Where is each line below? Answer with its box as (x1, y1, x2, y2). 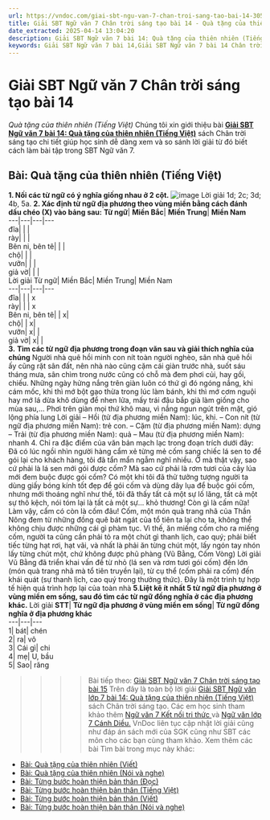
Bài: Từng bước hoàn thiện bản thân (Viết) (19, 793, 158, 803)
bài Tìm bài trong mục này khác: (88, 744, 195, 753)
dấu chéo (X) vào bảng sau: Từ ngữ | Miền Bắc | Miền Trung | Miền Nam (8, 207, 247, 217)
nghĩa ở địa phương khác (8, 609, 92, 618)
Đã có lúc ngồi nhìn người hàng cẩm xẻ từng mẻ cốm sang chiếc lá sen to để (8, 446, 262, 456)
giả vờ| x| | (8, 335, 44, 345)
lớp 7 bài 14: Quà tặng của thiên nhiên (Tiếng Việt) (88, 692, 255, 702)
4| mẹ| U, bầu (8, 651, 54, 661)
